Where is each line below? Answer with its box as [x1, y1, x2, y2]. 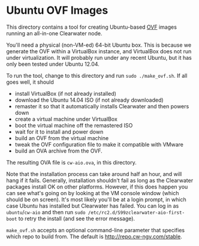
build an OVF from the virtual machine [14, 134, 109, 141]
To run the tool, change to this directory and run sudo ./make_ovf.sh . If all [6, 72, 188, 79]
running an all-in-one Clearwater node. [6, 29, 103, 37]
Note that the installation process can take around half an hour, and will [6, 170, 182, 177]
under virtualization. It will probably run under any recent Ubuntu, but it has [6, 54, 192, 61]
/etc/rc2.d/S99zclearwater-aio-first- [88, 209, 185, 215]
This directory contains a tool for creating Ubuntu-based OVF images [6, 23, 177, 31]
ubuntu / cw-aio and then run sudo [6, 208, 86, 215]
